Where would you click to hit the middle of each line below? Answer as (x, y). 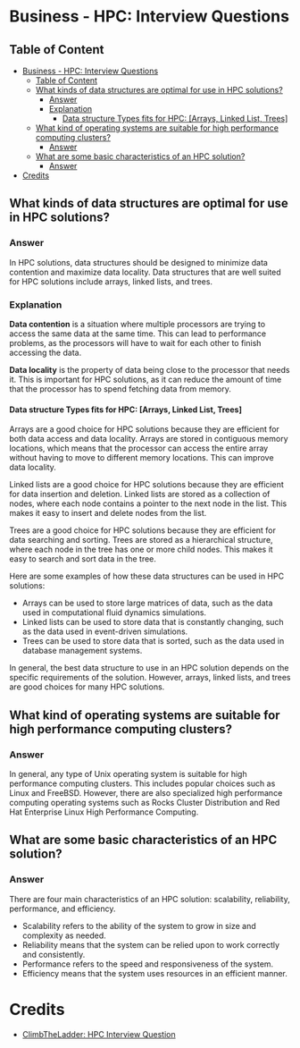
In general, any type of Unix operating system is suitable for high (128, 773)
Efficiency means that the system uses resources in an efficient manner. (155, 973)
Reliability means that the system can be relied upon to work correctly (150, 944)
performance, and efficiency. (62, 909)
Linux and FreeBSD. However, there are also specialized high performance (146, 792)
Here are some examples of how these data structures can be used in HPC (146, 576)
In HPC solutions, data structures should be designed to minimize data (138, 262)
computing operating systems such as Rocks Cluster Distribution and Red (145, 802)
